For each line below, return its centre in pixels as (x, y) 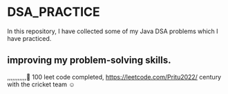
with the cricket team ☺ (41, 84)
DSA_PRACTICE (54, 12)
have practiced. (29, 38)
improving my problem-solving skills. (89, 60)
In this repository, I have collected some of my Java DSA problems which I (113, 31)
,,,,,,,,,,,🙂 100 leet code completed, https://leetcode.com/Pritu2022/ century (114, 77)
